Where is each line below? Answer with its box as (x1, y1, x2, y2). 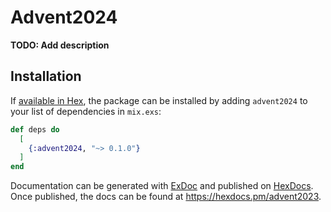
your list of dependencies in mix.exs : (10, 105, 162, 117)
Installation (10, 68, 82, 85)
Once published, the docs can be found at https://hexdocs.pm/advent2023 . (10, 191, 322, 203)
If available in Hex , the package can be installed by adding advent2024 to (10, 94, 308, 106)
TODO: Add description (10, 39, 110, 51)
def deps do (10, 124, 60, 135)
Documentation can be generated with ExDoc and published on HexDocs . (10, 180, 314, 192)
